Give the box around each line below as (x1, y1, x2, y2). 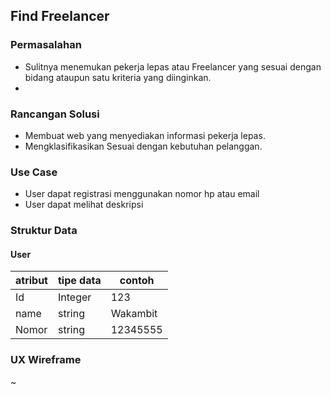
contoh (119, 274, 155, 288)
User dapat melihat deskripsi (24, 199, 144, 211)
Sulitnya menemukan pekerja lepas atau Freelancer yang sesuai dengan (24, 60, 322, 73)
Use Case (10, 165, 58, 179)
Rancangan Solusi (10, 107, 100, 121)
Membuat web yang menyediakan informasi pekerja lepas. (24, 129, 266, 141)
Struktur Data (10, 224, 78, 238)
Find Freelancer (10, 8, 110, 25)
